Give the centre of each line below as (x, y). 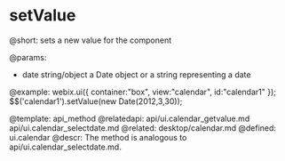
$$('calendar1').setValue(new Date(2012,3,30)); (96, 101)
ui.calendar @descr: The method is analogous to (98, 137)
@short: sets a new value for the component (90, 40)
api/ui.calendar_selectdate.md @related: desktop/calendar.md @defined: (143, 128)
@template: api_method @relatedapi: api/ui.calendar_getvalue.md (130, 118)
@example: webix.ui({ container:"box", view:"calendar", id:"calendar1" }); (143, 92)
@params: (28, 57)
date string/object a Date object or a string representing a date (136, 74)
